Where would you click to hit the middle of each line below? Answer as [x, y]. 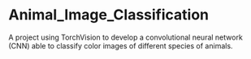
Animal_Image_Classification [109, 15]
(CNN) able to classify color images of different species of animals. [121, 45]
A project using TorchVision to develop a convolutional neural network [126, 37]
